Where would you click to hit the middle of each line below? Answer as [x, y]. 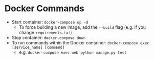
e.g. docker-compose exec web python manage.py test [73, 52]
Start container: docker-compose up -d [50, 22]
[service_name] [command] [38, 47]
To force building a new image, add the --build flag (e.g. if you [82, 27]
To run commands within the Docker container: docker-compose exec [80, 42]
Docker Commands [44, 9]
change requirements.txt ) [45, 32]
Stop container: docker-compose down [49, 38]
